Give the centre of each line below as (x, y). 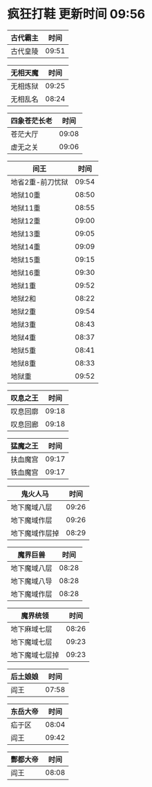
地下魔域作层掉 (35, 533)
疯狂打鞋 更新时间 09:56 (76, 14)
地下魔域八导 (32, 581)
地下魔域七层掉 (35, 655)
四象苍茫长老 (32, 120)
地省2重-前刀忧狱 (39, 182)
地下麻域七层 (32, 629)
